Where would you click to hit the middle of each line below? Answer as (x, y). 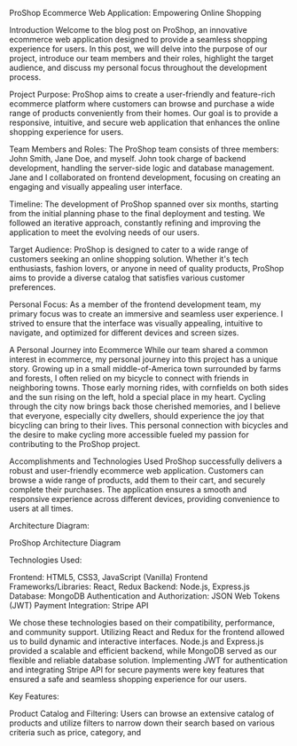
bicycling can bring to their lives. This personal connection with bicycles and (148, 425)
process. (25, 77)
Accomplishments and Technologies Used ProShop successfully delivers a (146, 461)
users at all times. (41, 508)
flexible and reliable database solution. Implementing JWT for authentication (148, 660)
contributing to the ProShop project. (75, 444)
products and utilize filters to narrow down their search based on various (142, 723)
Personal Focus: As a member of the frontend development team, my (135, 304)
